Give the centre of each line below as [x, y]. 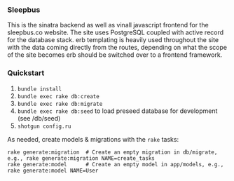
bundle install [40, 89]
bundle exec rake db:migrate [60, 104]
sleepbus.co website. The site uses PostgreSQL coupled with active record [116, 32]
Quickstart [26, 73]
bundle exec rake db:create [58, 96]
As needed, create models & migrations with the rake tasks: [93, 139]
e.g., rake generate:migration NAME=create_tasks [81, 158]
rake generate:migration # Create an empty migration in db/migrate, [112, 152]
